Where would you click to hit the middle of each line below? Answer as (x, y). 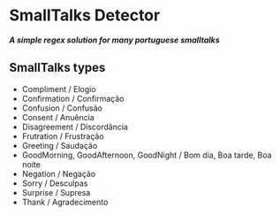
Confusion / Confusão (62, 108)
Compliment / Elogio (59, 89)
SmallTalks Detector (85, 15)
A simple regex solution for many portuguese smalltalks (114, 40)
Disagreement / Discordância (75, 127)
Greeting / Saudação (60, 145)
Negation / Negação (59, 174)
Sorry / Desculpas (55, 183)
